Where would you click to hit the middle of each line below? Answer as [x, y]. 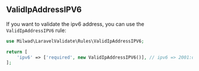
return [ [17, 52]
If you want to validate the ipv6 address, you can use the [75, 24]
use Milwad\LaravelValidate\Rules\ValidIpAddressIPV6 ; [75, 41]
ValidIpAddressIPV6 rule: [36, 30]
